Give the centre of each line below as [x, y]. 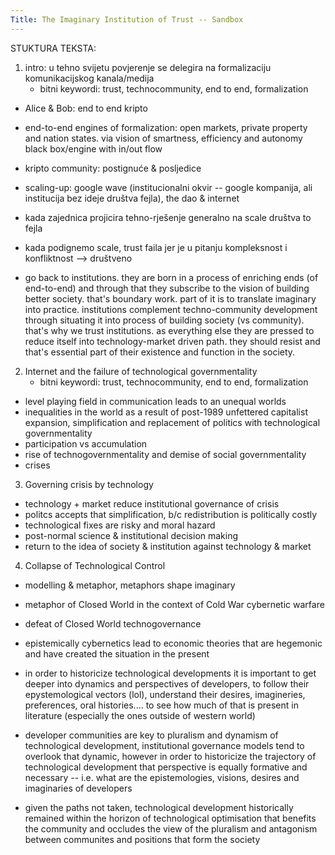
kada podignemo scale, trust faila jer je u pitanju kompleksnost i [156, 247]
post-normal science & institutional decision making [131, 535]
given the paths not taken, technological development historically [159, 807]
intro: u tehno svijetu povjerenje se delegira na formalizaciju [148, 67]
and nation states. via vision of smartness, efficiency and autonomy [163, 138]
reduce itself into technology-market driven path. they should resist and [172, 341]
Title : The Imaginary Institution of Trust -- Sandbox [127, 19]
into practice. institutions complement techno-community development [171, 309]
